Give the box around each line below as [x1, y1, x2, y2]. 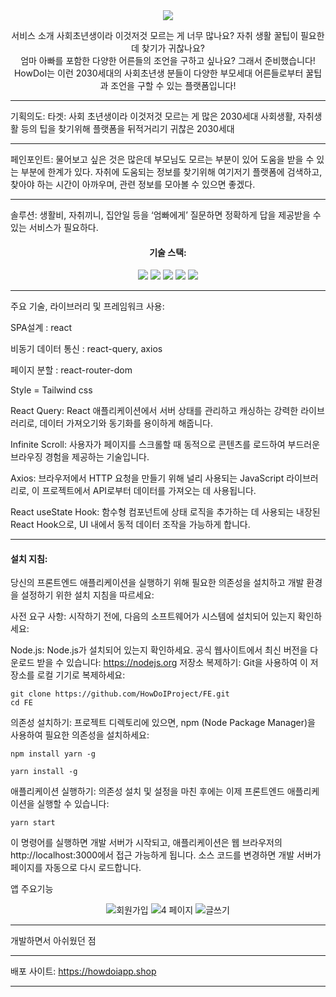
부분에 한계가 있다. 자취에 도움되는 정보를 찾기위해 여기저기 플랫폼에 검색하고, [20, 166, 323, 178]
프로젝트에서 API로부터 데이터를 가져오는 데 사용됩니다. [41, 485, 257, 497]
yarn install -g [10, 767, 78, 777]
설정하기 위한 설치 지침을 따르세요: [20, 589, 155, 601]
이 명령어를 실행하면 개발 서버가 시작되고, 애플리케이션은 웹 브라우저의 [10, 837, 283, 849]
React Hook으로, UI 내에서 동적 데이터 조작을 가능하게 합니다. [10, 519, 251, 531]
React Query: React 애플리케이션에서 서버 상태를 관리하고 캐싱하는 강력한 [10, 405, 299, 417]
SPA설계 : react [10, 322, 72, 334]
